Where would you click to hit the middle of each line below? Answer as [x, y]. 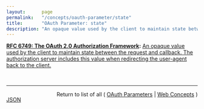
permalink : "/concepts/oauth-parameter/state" [69, 18]
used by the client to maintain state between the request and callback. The [100, 53]
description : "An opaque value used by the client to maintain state [96, 29]
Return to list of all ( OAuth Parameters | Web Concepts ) [127, 94]
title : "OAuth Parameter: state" [57, 23]
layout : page [29, 12]
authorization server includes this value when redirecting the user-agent [97, 59]
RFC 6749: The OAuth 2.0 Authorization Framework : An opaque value [96, 46]
